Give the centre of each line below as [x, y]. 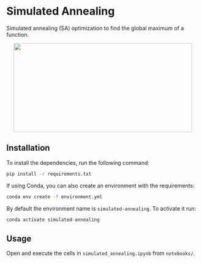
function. [18, 34]
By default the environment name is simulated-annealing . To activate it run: [101, 208]
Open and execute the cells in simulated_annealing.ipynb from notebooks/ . [101, 253]
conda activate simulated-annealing [53, 220]
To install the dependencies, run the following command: [78, 162]
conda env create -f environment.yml [54, 196]
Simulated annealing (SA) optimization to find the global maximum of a [95, 28]
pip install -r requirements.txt [49, 174]
